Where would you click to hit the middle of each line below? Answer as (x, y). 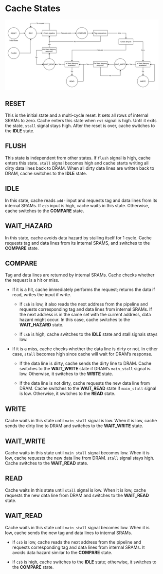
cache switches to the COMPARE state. (45, 211)
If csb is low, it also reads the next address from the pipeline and (84, 304)
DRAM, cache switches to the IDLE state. (46, 173)
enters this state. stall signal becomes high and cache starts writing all (77, 163)
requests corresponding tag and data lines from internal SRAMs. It (78, 547)
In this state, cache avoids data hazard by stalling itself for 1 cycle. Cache (78, 238)
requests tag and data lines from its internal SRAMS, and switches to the (77, 243)
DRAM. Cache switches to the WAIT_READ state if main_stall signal (88, 388)
